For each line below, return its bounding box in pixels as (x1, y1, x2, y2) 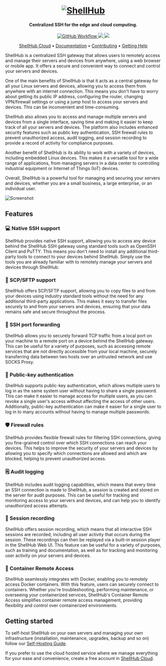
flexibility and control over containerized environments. (5, 603, 118, 609)
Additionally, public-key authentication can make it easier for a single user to (5, 403, 162, 409)
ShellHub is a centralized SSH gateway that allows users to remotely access (5, 53, 160, 58)
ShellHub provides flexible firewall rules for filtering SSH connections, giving (5, 435, 161, 441)
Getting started (5, 617, 54, 625)
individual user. (5, 186, 36, 192)
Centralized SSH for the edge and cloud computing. (29, 21, 138, 27)
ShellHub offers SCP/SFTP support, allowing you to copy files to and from (5, 288, 156, 294)
